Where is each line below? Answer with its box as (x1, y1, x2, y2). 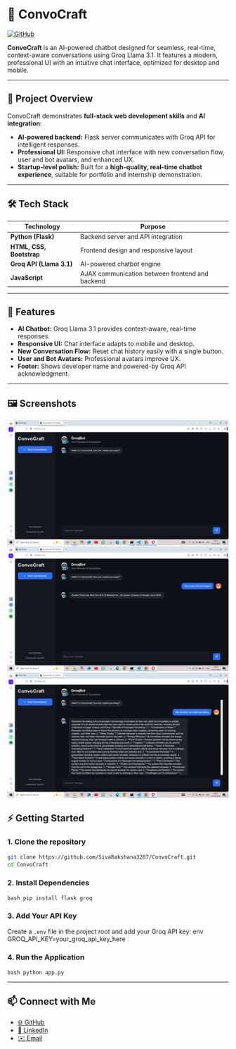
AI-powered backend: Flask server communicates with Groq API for (17, 133, 216, 141)
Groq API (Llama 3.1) (10, 259, 73, 268)
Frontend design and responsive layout (80, 246, 193, 254)
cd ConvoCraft (7, 861, 49, 869)
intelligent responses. (17, 140, 80, 149)
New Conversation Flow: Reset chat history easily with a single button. (17, 347, 224, 355)
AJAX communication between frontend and (80, 269, 209, 278)
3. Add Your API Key (7, 911, 77, 921)
